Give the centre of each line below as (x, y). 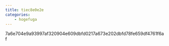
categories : (18, 15)
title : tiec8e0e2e (24, 10)
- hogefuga (26, 19)
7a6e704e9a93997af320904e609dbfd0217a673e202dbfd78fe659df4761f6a (84, 34)
